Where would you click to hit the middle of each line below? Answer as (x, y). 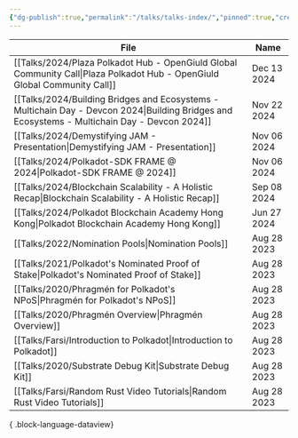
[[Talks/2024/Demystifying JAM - (85, 136)
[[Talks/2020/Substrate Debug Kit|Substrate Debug (122, 365)
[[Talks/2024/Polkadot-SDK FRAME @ (95, 161)
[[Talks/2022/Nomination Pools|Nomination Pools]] (121, 243)
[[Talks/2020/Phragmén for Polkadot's (94, 289)
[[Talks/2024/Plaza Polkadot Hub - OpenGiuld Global (125, 62)
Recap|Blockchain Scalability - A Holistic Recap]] (117, 198)
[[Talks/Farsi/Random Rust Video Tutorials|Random (120, 391)
